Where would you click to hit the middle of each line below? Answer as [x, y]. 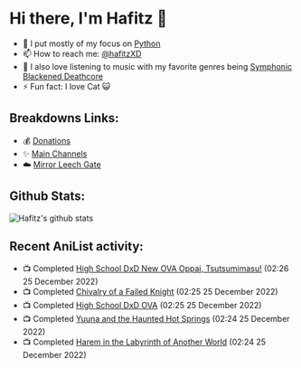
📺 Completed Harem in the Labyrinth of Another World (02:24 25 [144, 342]
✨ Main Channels [55, 154]
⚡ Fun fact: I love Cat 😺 [66, 86]
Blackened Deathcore [63, 76]
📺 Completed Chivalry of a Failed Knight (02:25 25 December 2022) [150, 292]
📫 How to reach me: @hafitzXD [82, 53]
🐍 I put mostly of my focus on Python [91, 43]
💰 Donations [46, 140]
